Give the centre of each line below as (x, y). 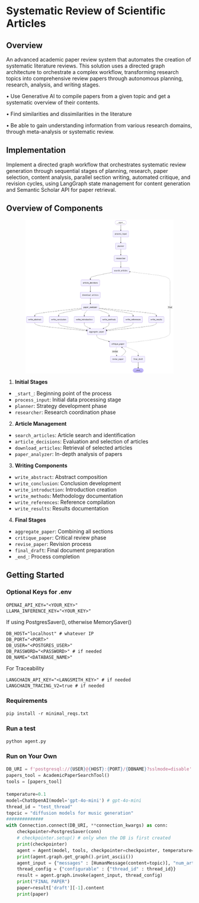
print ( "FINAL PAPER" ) (43, 882)
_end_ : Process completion (47, 556)
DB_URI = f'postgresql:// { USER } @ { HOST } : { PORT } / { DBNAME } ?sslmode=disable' (99, 769)
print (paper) (33, 894)
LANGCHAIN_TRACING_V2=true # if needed (55, 686)
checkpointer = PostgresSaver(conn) (59, 832)
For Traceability (25, 668)
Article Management (41, 423)
